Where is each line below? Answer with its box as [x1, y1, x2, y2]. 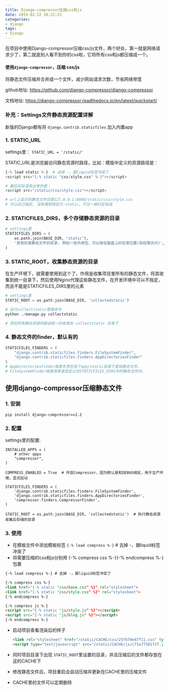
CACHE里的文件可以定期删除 [12, 679, 72, 685]
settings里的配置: [5, 437, 41, 443]
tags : [5, 26, 17, 31]
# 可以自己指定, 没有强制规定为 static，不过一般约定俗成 [5, 202, 113, 207]
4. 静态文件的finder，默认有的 [5, 334, 78, 341]
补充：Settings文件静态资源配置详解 [5, 111, 94, 118]
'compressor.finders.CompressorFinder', [14, 497, 100, 503]
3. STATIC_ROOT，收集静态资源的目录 [5, 258, 99, 265]
